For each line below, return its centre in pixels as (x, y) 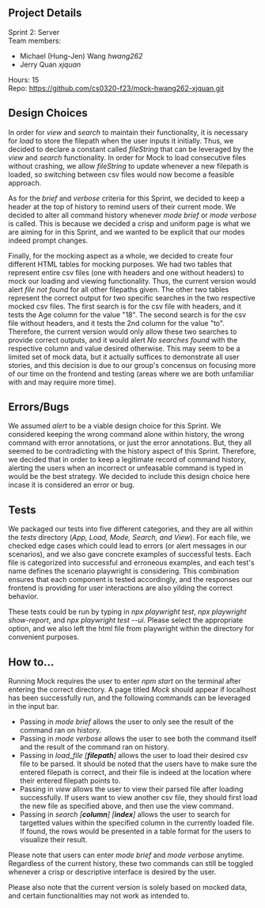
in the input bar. (34, 707)
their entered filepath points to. (70, 781)
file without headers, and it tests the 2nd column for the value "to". (117, 323)
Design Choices (48, 113)
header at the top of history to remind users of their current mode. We (122, 206)
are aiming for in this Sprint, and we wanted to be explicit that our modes (127, 232)
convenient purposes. (44, 637)
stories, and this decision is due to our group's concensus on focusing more (132, 365)
